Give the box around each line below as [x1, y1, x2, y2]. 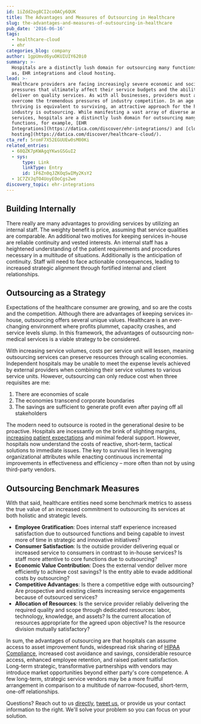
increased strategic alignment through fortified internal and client [6, 264, 167, 271]
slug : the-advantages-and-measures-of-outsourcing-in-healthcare [6, 20, 172, 26]
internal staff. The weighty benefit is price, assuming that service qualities [6, 226, 188, 233]
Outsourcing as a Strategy [6, 288, 106, 298]
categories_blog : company [6, 48, 71, 54]
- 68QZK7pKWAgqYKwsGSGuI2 [11, 148, 77, 154]
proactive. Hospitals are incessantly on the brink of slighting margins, [6, 428, 177, 435]
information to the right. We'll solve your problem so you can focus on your [6, 706, 191, 713]
